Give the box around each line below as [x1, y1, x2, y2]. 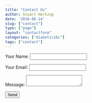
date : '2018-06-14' [5, 16, 45, 21]
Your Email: [5, 64, 28, 70]
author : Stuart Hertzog [5, 12, 54, 17]
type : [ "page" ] [5, 26, 36, 31]
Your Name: [5, 53, 30, 59]
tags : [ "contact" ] [5, 40, 43, 45]
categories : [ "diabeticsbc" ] [5, 35, 65, 40]
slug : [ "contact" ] [5, 21, 43, 26]
